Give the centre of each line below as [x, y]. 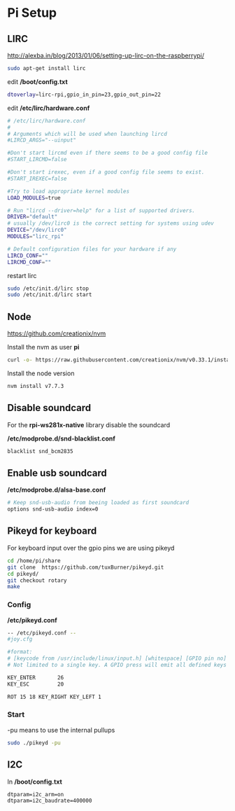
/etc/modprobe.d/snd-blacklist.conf [61, 438]
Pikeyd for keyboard [52, 531]
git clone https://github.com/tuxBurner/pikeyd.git [86, 567]
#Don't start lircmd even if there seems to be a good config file [108, 153]
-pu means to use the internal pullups [61, 730]
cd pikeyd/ [23, 574]
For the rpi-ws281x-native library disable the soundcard [89, 424]
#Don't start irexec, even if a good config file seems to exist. [106, 172]
